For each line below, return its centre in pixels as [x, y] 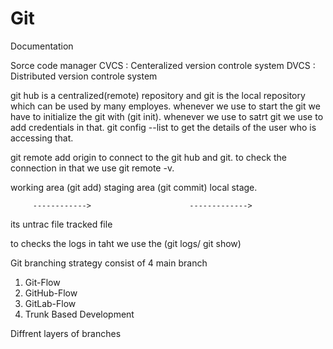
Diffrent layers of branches [66, 333]
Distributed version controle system [84, 76]
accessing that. [42, 138]
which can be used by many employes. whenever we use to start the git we [165, 106]
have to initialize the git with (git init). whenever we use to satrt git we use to [167, 116]
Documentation [42, 46]
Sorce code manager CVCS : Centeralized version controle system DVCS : [163, 65]
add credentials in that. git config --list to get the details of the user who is [163, 127]
